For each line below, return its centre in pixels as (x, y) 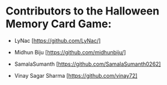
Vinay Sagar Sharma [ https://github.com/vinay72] (76, 75)
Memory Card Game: (59, 24)
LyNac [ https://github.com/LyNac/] (57, 40)
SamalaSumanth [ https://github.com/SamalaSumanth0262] (87, 64)
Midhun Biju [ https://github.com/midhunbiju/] (70, 52)
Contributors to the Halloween (83, 11)
